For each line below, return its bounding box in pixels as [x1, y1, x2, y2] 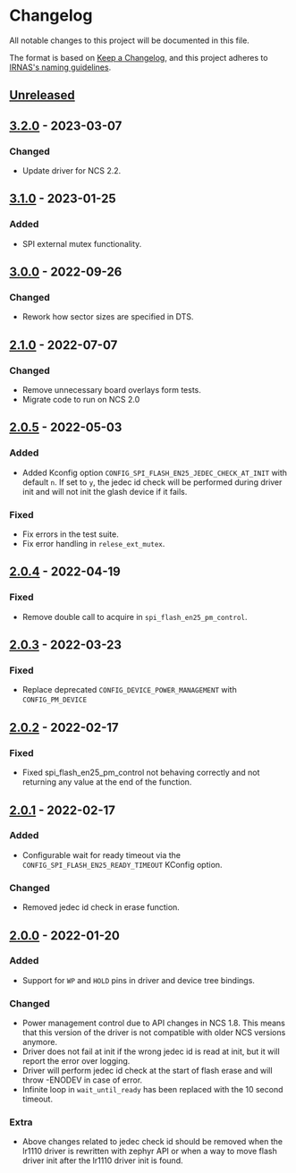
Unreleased [9, 88, 76, 103]
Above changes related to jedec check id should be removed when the [21, 1136, 283, 1147]
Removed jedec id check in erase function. [21, 902, 181, 913]
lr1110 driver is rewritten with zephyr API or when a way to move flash [21, 1146, 277, 1157]
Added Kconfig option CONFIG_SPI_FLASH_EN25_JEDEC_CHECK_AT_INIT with [21, 467, 288, 478]
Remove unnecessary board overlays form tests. [21, 385, 201, 395]
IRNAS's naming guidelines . [9, 62, 112, 72]
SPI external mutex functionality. [21, 238, 142, 249]
